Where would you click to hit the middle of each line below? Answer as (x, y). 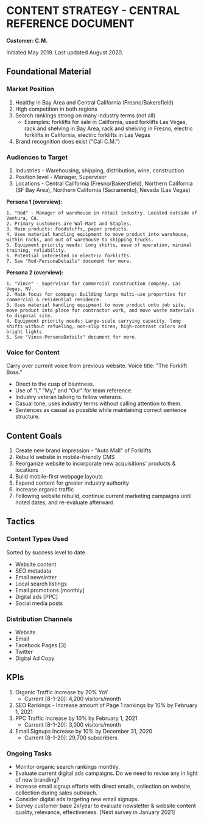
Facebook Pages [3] (40, 645)
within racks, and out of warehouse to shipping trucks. (80, 240)
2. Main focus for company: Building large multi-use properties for (97, 294)
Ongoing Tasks (29, 754)
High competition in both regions (56, 109)
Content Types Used (37, 539)
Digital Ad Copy (35, 658)
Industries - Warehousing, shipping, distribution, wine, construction (100, 170)
